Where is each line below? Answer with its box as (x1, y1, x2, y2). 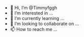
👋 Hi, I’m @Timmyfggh (10, 5, 58, 10)
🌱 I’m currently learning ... (10, 15, 65, 21)
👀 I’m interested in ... (10, 10, 53, 16)
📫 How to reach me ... (10, 26, 58, 32)
